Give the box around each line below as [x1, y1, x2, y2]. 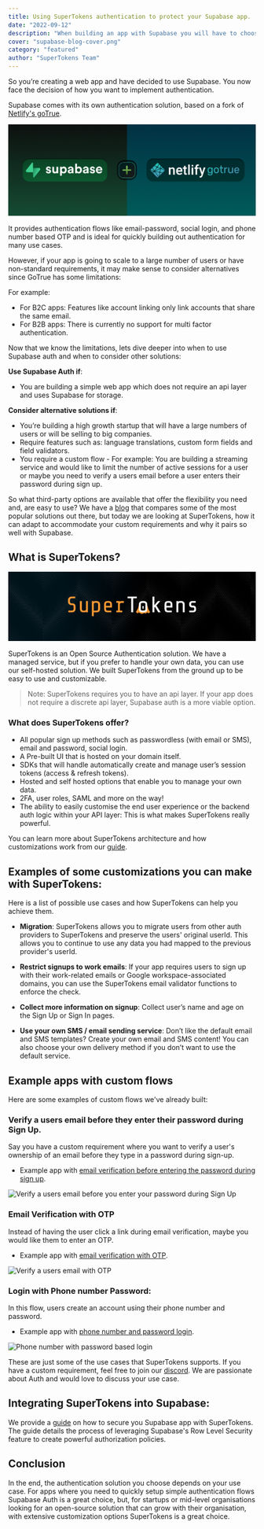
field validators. [19, 445, 70, 455]
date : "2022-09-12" [8, 20, 72, 29]
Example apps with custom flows [8, 1074, 174, 1087]
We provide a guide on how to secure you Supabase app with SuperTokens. [8, 1417, 254, 1427]
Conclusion [8, 1457, 66, 1471]
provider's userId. [19, 947, 78, 956]
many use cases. [8, 240, 63, 249]
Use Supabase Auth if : [8, 367, 83, 376]
